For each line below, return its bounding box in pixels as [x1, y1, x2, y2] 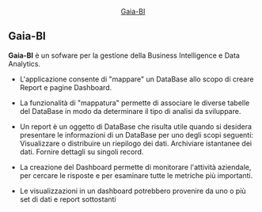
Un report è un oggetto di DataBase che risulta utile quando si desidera [19, 122, 252, 131]
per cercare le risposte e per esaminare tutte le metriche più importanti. [19, 170, 253, 180]
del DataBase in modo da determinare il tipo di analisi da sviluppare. [19, 106, 241, 115]
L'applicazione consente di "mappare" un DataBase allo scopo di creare [19, 74, 254, 84]
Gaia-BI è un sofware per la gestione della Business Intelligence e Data [8, 51, 240, 60]
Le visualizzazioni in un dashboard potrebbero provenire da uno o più [19, 186, 247, 195]
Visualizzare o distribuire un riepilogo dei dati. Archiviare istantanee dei [19, 138, 252, 148]
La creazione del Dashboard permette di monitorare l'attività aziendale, [19, 162, 252, 172]
